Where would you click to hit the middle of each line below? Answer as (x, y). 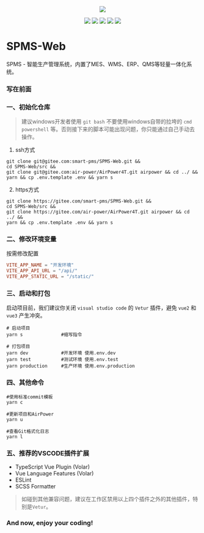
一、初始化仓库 (28, 107)
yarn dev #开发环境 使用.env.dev (61, 353)
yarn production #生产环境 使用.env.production (71, 366)
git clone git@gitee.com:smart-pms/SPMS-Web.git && (73, 162)
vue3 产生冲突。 (26, 316)
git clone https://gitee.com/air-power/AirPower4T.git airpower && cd (98, 212)
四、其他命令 (25, 382)
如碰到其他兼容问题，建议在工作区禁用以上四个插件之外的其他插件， (107, 499)
